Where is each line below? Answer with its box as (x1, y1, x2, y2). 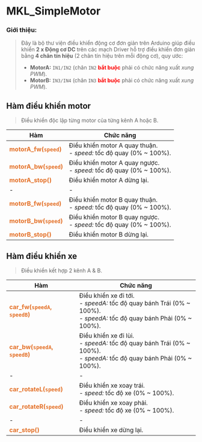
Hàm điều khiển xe (6, 251, 77, 261)
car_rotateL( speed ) (9, 385, 63, 394)
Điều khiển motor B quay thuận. (69, 196, 158, 204)
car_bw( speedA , (9, 343, 54, 351)
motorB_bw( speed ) (9, 217, 63, 225)
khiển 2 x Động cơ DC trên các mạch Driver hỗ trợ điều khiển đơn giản (20, 46, 195, 53)
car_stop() (9, 426, 40, 434)
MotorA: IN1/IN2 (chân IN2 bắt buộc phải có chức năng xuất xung (29, 64, 194, 71)
